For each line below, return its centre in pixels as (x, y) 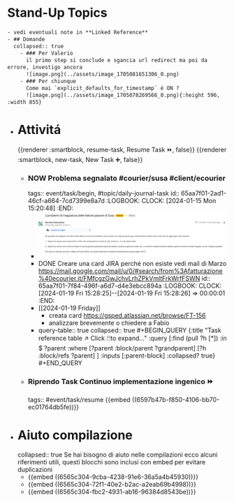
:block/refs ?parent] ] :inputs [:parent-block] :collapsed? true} (127, 356)
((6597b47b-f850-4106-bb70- (176, 399)
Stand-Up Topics (58, 13)
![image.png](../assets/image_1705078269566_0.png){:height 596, (123, 95)
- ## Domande (26, 39)
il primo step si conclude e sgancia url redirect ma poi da (117, 60)
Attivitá (39, 130)
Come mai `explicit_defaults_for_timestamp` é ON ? (102, 88)
